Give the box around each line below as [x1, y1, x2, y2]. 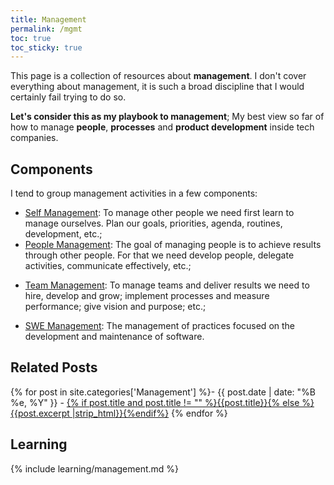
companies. [10, 132, 59, 144]
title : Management [10, 14, 87, 25]
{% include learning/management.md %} [10, 462, 180, 475]
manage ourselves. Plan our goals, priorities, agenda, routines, [24, 217, 283, 230]
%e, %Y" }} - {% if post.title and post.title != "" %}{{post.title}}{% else [10, 396, 300, 408]
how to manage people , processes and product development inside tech [10, 121, 315, 133]
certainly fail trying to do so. [10, 91, 127, 103]
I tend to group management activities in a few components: [10, 187, 258, 200]
